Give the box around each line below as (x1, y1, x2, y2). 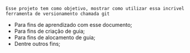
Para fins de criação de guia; (14, 27, 85, 35)
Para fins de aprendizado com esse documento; (14, 21, 132, 28)
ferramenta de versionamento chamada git (5, 11, 110, 17)
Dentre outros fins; (14, 40, 61, 47)
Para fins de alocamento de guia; (14, 34, 96, 41)
